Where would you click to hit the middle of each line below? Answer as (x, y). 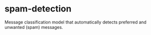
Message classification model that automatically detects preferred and (76, 22)
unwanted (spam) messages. (34, 27)
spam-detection (38, 9)
